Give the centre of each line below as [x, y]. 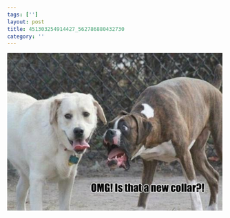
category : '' [26, 36]
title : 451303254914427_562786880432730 [66, 29]
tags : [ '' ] [23, 14]
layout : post [26, 22]
